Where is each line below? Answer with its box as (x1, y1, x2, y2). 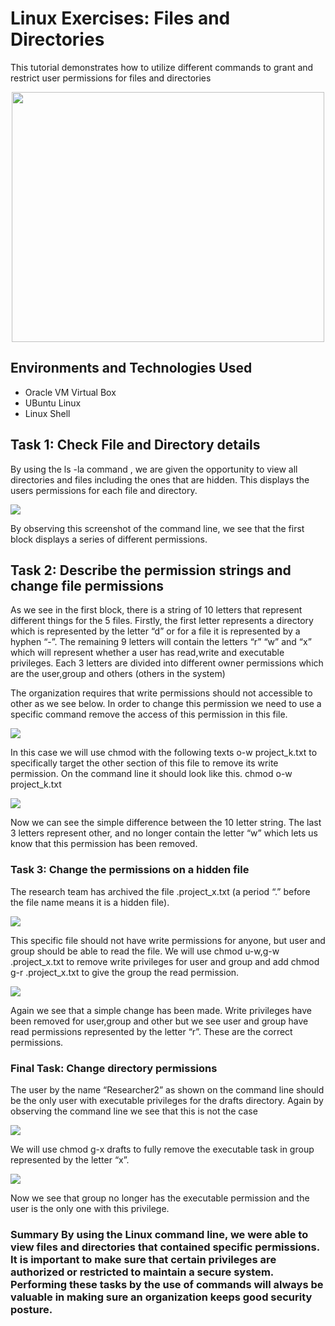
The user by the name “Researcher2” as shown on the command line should (10, 1083, 325, 1096)
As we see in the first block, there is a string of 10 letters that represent (10, 604, 303, 616)
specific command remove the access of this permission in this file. (10, 708, 288, 721)
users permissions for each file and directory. (10, 484, 198, 496)
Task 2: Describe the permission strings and (10, 562, 292, 579)
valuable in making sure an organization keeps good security (10, 1290, 313, 1304)
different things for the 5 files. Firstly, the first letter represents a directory (10, 615, 314, 627)
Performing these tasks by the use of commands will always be (10, 1277, 324, 1291)
